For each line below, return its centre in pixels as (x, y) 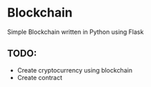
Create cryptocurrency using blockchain (75, 70)
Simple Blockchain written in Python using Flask (75, 32)
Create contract (39, 77)
